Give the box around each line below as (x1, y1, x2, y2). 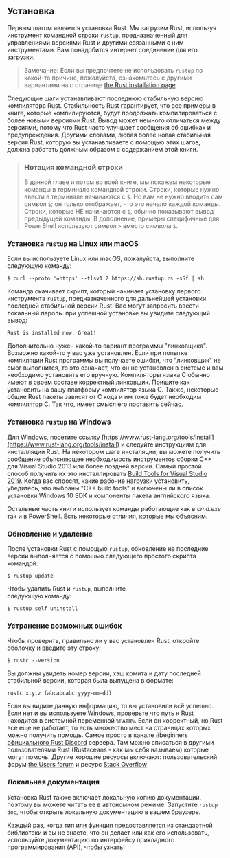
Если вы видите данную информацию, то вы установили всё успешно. (7, 702, 214, 710)
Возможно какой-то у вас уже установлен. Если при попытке (7, 349, 188, 357)
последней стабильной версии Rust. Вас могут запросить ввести (7, 302, 199, 310)
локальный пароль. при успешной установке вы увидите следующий (7, 309, 211, 317)
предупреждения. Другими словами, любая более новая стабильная (7, 131, 211, 139)
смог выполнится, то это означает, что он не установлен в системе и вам (7, 363, 224, 372)
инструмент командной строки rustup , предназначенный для (7, 31, 187, 39)
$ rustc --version (7, 657, 60, 664)
